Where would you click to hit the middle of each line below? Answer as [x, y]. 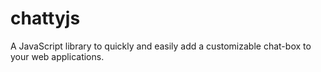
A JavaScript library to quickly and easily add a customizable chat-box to [161, 46]
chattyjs [45, 18]
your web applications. [57, 56]
